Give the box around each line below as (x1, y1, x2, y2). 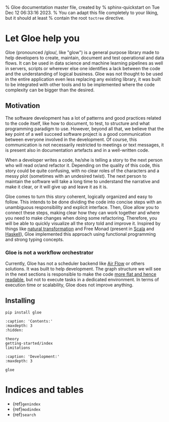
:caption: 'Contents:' (5, 319, 53, 324)
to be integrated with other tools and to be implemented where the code (5, 81, 155, 87)
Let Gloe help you (5, 33, 80, 44)
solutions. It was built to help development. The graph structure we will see (5, 266, 161, 272)
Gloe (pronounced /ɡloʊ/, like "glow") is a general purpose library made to (5, 49, 160, 55)
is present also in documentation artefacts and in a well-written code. (5, 147, 150, 153)
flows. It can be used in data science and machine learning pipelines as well (5, 60, 163, 66)
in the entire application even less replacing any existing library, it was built (5, 76, 161, 82)
